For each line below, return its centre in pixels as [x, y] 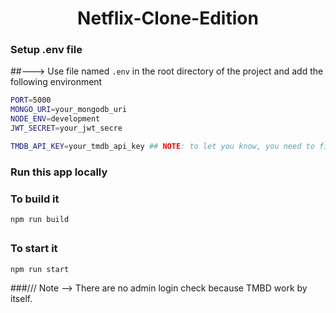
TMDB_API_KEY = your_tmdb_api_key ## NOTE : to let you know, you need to [162, 146]
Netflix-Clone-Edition [168, 18]
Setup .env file [46, 50]
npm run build [40, 220]
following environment [56, 82]
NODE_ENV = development [55, 119]
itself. [21, 298]
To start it [34, 249]
